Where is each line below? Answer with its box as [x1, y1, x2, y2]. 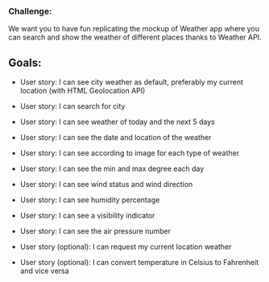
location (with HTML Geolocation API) [19, 86, 146, 96]
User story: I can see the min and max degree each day [19, 164, 205, 174]
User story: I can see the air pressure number [19, 226, 172, 236]
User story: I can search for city [19, 102, 126, 111]
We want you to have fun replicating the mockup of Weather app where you [8, 24, 260, 34]
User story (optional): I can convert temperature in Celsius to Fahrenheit [19, 258, 259, 267]
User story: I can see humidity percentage [19, 195, 160, 205]
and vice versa [19, 266, 70, 276]
